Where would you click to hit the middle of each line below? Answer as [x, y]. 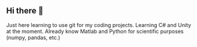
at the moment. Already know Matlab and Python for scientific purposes [95, 31]
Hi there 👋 [25, 11]
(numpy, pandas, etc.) [33, 37]
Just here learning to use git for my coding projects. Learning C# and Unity [99, 25]
